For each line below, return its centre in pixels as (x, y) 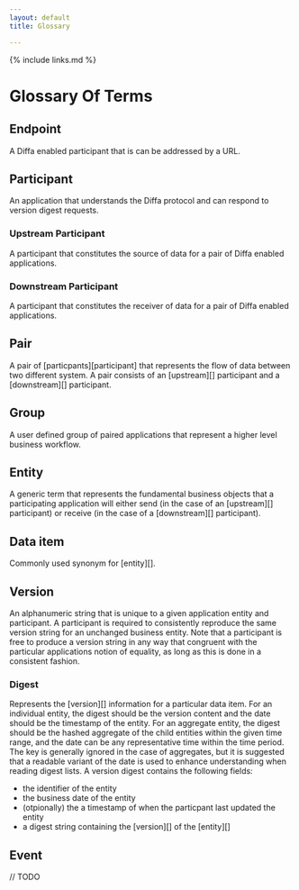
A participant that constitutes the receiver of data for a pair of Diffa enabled (149, 305)
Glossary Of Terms (81, 96)
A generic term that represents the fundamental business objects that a (142, 494)
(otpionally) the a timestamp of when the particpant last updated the (149, 808)
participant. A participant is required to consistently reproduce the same (143, 622)
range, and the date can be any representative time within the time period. (147, 742)
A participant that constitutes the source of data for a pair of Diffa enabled (147, 253)
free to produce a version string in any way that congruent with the (133, 641)
